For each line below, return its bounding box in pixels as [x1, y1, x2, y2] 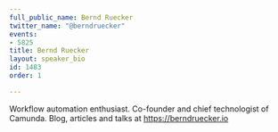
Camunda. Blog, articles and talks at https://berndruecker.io [9, 112, 229, 123]
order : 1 [9, 71, 42, 80]
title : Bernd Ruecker [9, 46, 90, 55]
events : [9, 29, 38, 38]
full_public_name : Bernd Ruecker [9, 12, 134, 22]
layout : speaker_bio [9, 54, 86, 63]
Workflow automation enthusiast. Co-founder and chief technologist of [9, 103, 269, 114]
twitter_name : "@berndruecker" [9, 21, 126, 30]
